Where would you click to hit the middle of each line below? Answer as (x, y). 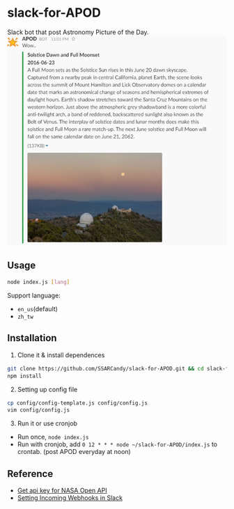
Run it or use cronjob (47, 423)
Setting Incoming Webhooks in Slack (70, 498)
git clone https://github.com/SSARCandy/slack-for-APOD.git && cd (106, 368)
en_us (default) (37, 308)
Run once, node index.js (53, 437)
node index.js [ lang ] (39, 282)
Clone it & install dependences (61, 355)
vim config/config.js (39, 410)
